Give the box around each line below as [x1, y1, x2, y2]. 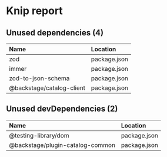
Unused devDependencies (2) [6, 104, 118, 114]
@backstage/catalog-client [9, 84, 86, 92]
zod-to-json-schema [9, 74, 70, 82]
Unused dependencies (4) [6, 28, 104, 38]
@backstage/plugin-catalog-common [9, 140, 116, 149]
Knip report [6, 4, 63, 18]
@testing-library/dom [9, 131, 69, 139]
